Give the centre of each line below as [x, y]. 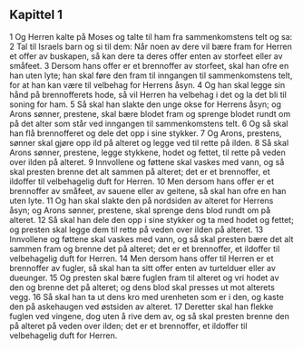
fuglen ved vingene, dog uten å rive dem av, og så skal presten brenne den [150, 316]
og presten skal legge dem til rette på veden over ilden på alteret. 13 [137, 229]
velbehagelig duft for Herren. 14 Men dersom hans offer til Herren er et [142, 258]
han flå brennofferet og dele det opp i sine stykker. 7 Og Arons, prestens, [146, 133]
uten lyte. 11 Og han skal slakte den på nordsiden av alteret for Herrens [142, 200]
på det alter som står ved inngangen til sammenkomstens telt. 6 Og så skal [149, 123]
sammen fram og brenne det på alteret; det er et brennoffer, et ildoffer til [145, 248]
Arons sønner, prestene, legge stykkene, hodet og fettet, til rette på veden [147, 152]
